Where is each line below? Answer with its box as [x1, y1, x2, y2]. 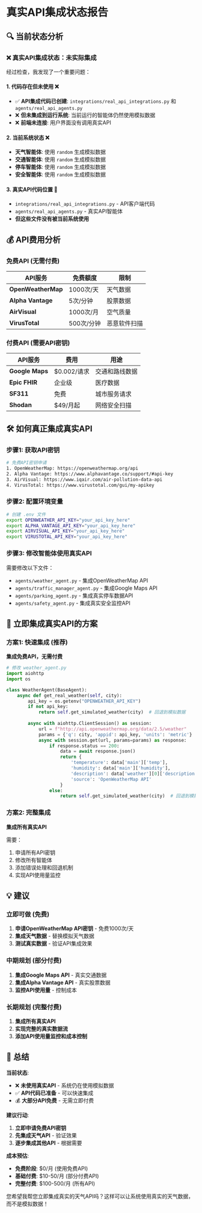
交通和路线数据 [95, 367, 138, 376]
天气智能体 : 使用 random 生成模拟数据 [14, 148, 106, 156]
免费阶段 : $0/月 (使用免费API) [14, 1164, 88, 1172]
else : [49, 787, 63, 793]
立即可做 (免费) [6, 910, 50, 918]
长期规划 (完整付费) [6, 1003, 62, 1011]
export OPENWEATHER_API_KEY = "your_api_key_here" [6, 517, 130, 523]
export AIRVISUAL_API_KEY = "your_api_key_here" [6, 528, 125, 534]
